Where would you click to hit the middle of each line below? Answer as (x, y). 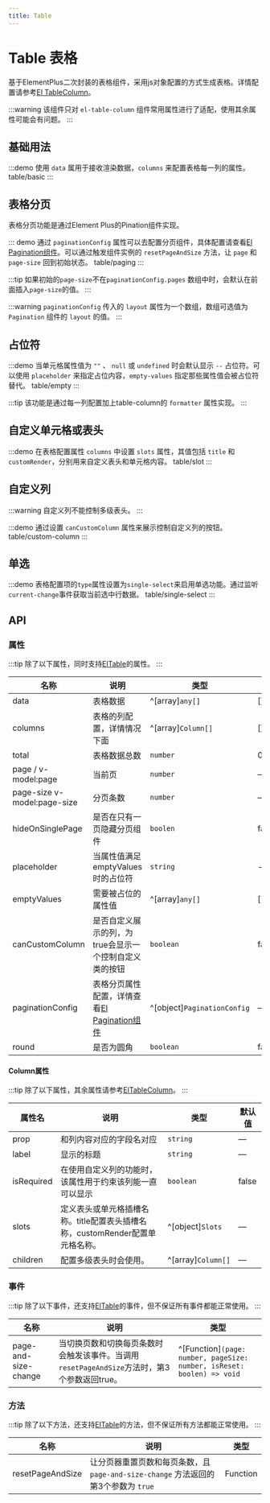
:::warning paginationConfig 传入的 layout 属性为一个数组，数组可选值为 (128, 307)
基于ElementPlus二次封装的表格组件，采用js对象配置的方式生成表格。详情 (130, 82)
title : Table (30, 16)
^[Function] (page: (212, 1348)
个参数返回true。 (91, 1379)
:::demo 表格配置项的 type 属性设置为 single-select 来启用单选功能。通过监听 (133, 584)
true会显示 (112, 945)
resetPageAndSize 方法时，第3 (115, 1367)
